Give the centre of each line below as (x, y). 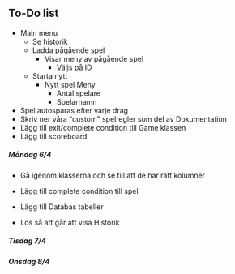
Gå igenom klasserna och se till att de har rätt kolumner (112, 175)
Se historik (50, 41)
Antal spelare (79, 93)
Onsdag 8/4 (29, 261)
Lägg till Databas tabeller (62, 207)
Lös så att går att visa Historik (70, 222)
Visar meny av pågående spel (94, 58)
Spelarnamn (77, 101)
